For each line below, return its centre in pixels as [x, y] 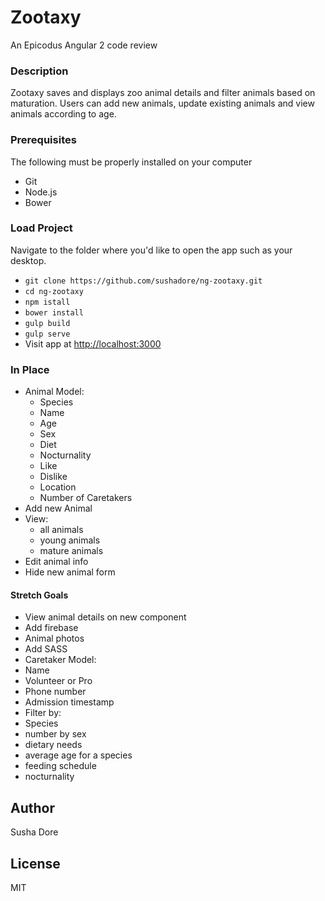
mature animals [71, 551]
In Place [30, 369]
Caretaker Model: [60, 660]
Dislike [53, 477]
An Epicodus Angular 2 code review [84, 45]
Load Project [41, 228]
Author [32, 807]
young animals [70, 540]
